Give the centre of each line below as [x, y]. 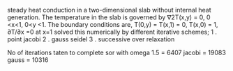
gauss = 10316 [28, 60]
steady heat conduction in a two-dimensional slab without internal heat [109, 10]
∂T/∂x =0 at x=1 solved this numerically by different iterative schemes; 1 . [112, 32]
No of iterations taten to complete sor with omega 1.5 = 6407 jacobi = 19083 [117, 52]
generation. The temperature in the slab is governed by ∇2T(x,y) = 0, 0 [109, 17]
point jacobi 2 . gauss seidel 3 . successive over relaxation [91, 39]
